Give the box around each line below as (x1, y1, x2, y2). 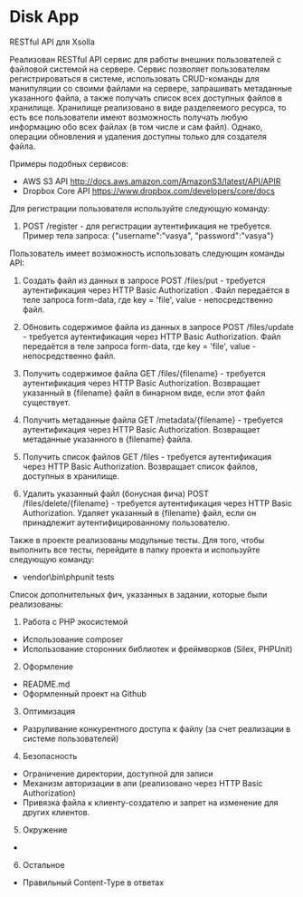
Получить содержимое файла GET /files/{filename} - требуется (22, 367, 266, 378)
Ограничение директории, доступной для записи (22, 768, 214, 779)
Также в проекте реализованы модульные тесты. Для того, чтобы (9, 534, 265, 545)
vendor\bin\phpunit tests (22, 571, 115, 582)
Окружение (22, 824, 68, 835)
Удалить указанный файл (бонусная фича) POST (22, 488, 210, 499)
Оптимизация (22, 706, 75, 717)
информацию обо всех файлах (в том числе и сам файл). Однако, (9, 121, 263, 132)
